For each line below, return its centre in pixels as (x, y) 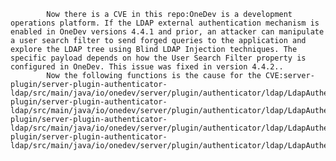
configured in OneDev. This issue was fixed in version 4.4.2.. (147, 67)
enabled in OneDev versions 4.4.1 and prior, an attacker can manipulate (167, 32)
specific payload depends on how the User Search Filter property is (158, 58)
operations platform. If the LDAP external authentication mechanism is (165, 23)
